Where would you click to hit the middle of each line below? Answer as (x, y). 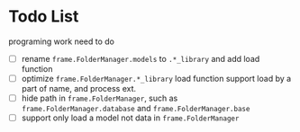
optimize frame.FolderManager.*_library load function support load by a (156, 79)
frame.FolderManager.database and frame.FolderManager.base (136, 109)
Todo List (44, 17)
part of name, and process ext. (79, 89)
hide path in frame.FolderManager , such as (100, 98)
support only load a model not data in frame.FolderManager (130, 118)
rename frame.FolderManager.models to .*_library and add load (141, 58)
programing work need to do (61, 41)
